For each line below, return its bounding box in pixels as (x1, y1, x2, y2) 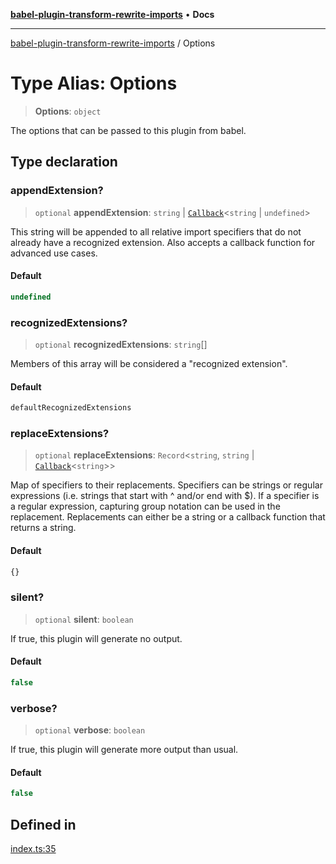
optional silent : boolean (34, 613, 134, 625)
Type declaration (10, 154, 118, 171)
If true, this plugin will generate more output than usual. (10, 744, 239, 756)
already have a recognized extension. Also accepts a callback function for (10, 236, 316, 248)
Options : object (34, 105, 102, 117)
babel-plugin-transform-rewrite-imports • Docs (10, 9, 215, 20)
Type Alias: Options (10, 72, 178, 95)
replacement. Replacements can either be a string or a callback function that (10, 511, 326, 523)
